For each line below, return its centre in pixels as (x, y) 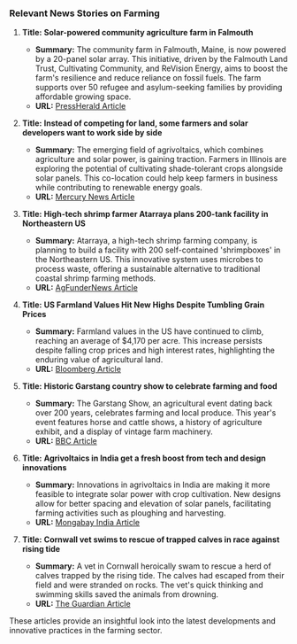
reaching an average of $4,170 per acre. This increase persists (148, 341)
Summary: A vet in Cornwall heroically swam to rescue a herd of (153, 566)
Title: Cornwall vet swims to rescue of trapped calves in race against (151, 539)
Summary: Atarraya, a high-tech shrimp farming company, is (146, 241)
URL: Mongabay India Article (87, 523)
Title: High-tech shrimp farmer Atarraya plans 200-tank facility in (145, 214)
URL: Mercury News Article (85, 197)
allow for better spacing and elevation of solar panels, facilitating (153, 504)
